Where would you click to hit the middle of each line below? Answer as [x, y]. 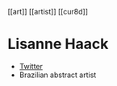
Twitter [31, 66]
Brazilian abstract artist [58, 75]
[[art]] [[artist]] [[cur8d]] [48, 12]
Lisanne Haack [58, 44]
